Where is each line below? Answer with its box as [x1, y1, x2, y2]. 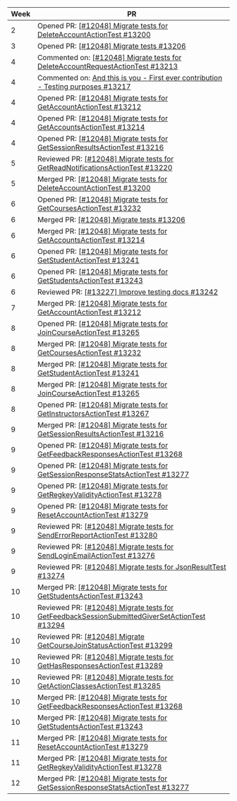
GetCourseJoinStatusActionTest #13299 [37, 641, 173, 650]
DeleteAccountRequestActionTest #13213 [37, 61, 178, 71]
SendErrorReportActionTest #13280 [37, 530, 158, 540]
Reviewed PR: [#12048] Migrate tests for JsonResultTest [37, 562, 226, 572]
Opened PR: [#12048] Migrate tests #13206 [37, 42, 186, 51]
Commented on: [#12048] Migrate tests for [37, 53, 182, 62]
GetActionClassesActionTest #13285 [37, 681, 161, 690]
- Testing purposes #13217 [37, 82, 131, 91]
